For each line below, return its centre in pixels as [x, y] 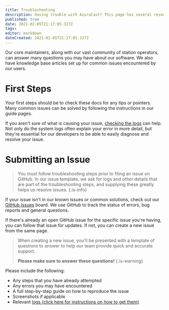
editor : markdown [23, 33]
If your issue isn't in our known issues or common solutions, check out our [82, 199]
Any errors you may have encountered [52, 286]
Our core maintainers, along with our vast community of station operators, [82, 52]
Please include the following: [35, 271]
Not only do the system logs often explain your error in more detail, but [78, 129]
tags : [11, 29]
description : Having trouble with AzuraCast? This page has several [78, 15]
